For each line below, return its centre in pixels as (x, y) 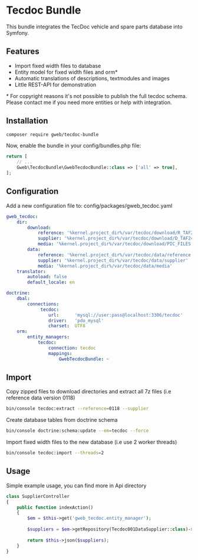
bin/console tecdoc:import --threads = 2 (55, 453)
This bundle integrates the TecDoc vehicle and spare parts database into (94, 27)
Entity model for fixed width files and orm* (66, 72)
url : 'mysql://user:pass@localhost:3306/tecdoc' (115, 315)
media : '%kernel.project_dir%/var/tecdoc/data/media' (105, 266)
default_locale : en (51, 282)
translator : (31, 271)
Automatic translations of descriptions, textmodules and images (92, 78)
